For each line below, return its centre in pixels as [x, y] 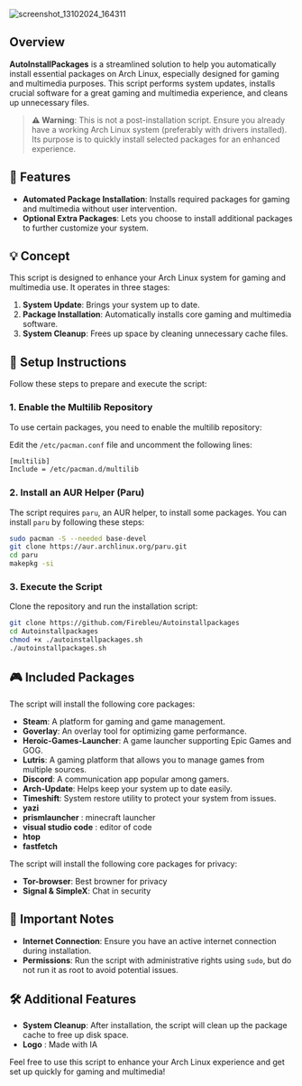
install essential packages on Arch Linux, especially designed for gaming [144, 73]
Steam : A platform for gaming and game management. [124, 721]
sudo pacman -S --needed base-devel [78, 538]
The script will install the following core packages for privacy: [123, 864]
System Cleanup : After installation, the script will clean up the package [155, 1025]
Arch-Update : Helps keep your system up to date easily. [127, 788]
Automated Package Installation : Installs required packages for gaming [156, 199]
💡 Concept [40, 256]
